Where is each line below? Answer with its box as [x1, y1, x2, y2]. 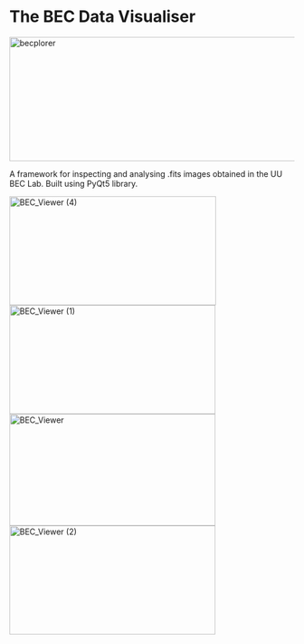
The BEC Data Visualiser [9, 6, 196, 27]
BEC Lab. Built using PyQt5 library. [9, 178, 138, 189]
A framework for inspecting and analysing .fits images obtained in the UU [9, 168, 283, 179]
